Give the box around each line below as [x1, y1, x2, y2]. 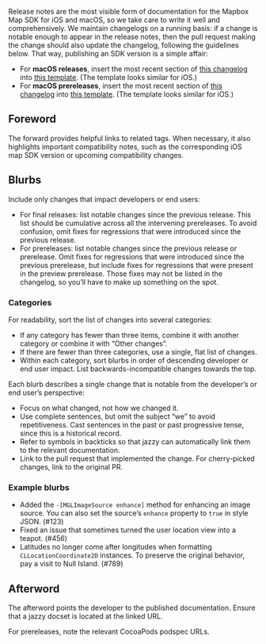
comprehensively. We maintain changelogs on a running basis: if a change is [8, 24, 258, 33]
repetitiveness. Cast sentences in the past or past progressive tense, [19, 420, 245, 429]
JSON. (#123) [19, 517, 64, 527]
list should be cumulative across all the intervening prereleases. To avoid [19, 218, 257, 228]
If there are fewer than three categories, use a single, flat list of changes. [19, 347, 257, 356]
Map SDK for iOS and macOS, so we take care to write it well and [8, 15, 220, 25]
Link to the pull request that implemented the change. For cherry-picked [19, 454, 255, 463]
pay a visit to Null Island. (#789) [19, 559, 124, 569]
